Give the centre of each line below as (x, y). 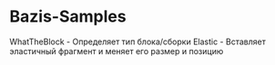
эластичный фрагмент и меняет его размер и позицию (117, 51)
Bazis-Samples (68, 17)
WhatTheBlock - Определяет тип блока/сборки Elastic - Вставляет (137, 42)
